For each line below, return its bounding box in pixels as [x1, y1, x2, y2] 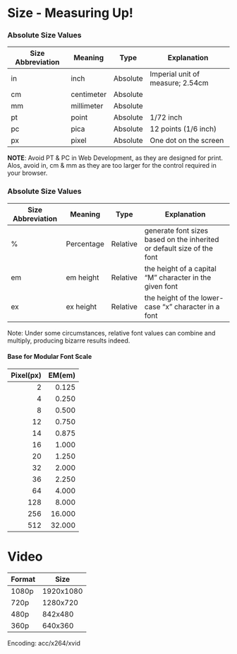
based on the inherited [144, 234, 219, 244]
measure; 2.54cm [150, 78, 209, 88]
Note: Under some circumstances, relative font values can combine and [7, 328, 216, 337]
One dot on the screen [150, 136, 224, 146]
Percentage [66, 239, 104, 248]
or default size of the [144, 243, 214, 253]
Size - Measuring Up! [7, 5, 134, 21]
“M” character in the [144, 272, 212, 282]
